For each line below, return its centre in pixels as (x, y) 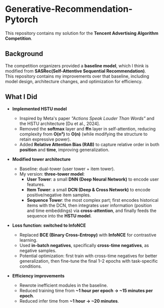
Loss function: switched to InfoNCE (49, 225)
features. (36, 184)
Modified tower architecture (41, 159)
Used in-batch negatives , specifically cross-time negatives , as (84, 245)
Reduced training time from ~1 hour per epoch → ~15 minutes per (86, 290)
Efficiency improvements (38, 276)
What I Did (21, 97)
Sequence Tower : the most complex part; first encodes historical (93, 200)
